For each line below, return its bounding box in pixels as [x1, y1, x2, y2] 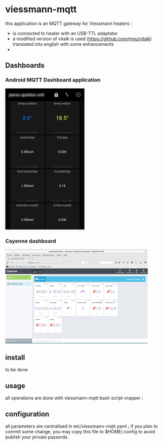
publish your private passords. [5, 434, 69, 440]
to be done [5, 367, 28, 373]
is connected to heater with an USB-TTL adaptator [12, 30, 118, 36]
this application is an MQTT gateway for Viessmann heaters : [5, 20, 133, 26]
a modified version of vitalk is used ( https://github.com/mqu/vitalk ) [12, 36, 152, 42]
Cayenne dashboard [5, 238, 57, 245]
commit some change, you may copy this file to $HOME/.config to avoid [5, 429, 155, 435]
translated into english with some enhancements [12, 41, 114, 47]
